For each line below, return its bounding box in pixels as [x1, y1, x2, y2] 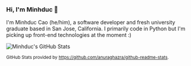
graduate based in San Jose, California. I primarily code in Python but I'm [6, 25, 186, 32]
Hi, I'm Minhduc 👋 [6, 5, 58, 14]
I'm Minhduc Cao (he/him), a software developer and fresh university [6, 19, 176, 26]
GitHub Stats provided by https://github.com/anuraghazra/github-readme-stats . [6, 55, 169, 61]
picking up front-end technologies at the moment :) [6, 32, 132, 39]
